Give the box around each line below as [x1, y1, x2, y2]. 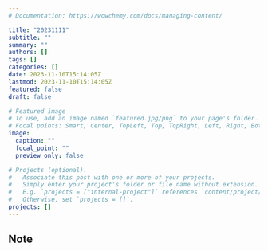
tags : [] [8, 56, 37, 64]
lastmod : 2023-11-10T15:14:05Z [8, 77, 112, 86]
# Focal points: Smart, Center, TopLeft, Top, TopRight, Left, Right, [8, 122, 248, 130]
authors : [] [8, 49, 48, 57]
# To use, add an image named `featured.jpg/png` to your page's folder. [8, 115, 259, 123]
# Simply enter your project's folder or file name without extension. [8, 181, 259, 189]
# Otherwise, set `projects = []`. [8, 196, 134, 204]
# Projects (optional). [8, 166, 88, 174]
